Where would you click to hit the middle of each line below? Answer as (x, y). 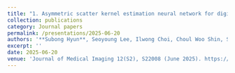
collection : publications (45, 20)
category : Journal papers (45, 26)
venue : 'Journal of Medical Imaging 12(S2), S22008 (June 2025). (104, 59)
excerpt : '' (24, 46)
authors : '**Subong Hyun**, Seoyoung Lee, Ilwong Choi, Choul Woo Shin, (115, 40)
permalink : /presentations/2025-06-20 (64, 33)
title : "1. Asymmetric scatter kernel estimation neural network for (111, 14)
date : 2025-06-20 (33, 53)
